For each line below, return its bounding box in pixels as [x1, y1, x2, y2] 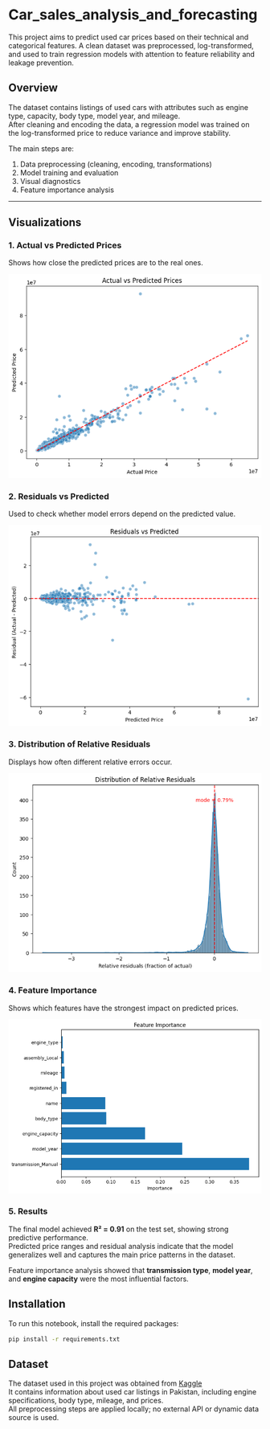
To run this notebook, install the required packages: [8, 1318, 179, 1328]
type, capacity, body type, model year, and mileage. [8, 111, 181, 121]
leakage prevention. [8, 58, 74, 68]
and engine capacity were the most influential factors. [8, 1274, 189, 1284]
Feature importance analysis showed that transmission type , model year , [8, 1265, 253, 1275]
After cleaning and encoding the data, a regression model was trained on [8, 119, 250, 129]
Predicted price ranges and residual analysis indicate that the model [8, 1241, 234, 1251]
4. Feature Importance [8, 985, 97, 996]
